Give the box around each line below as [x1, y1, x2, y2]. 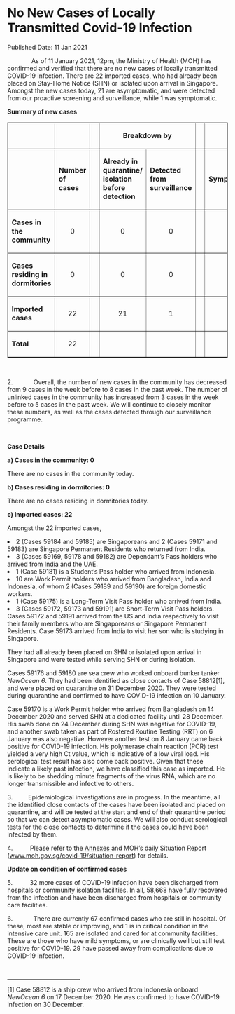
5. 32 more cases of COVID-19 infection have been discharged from [7, 878, 218, 886]
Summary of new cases [7, 107, 78, 116]
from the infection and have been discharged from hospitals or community [7, 893, 222, 902]
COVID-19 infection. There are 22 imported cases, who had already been [7, 72, 218, 80]
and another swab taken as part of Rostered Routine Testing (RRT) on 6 [7, 727, 213, 736]
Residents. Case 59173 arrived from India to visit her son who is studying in [7, 626, 224, 635]
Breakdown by [122, 130, 173, 140]
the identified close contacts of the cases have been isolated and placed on [7, 800, 226, 809]
